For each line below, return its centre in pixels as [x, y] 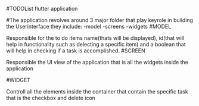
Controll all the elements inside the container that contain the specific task [97, 91]
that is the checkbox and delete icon [51, 98]
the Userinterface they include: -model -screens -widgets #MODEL [89, 26]
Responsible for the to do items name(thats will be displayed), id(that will [95, 38]
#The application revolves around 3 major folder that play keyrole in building [100, 20]
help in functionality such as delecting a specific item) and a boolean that [96, 44]
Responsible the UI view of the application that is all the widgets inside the [97, 62]
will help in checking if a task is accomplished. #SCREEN [76, 51]
